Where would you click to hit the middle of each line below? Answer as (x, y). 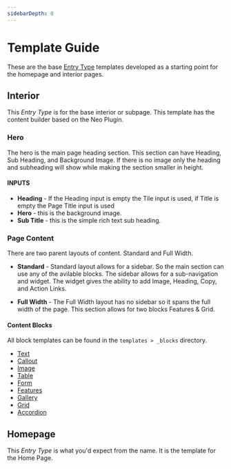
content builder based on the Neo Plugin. (66, 120)
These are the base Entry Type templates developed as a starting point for (113, 67)
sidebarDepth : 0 (30, 13)
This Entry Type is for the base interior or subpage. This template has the (111, 112)
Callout (27, 361)
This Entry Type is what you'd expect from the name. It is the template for (111, 451)
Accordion (32, 412)
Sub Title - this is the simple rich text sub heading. (89, 220)
